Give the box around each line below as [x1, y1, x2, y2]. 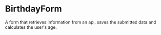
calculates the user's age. [5, 24, 57, 30]
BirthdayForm [5, 3, 62, 14]
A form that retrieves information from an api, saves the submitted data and [5, 19, 157, 25]
